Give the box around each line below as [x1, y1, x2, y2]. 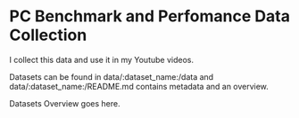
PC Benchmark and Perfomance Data [9, 6, 290, 27]
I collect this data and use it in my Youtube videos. [9, 54, 195, 65]
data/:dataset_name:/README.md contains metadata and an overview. [9, 81, 270, 91]
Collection [9, 25, 87, 45]
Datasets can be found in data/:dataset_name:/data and [9, 71, 214, 82]
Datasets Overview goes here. [9, 98, 120, 108]
